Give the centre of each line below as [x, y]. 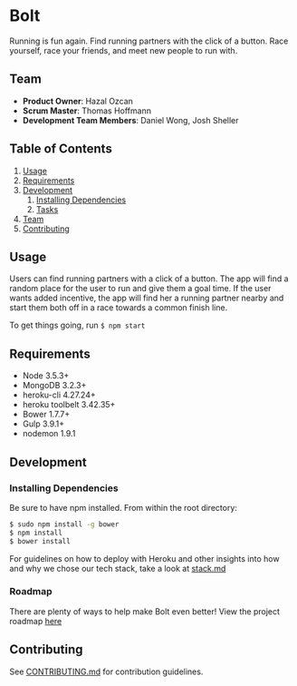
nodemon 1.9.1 [49, 434]
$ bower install [40, 541]
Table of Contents [61, 149]
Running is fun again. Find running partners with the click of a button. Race [149, 41]
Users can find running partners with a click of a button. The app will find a [149, 279]
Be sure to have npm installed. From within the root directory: [124, 507]
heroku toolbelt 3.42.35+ [69, 405]
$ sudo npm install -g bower [64, 524]
